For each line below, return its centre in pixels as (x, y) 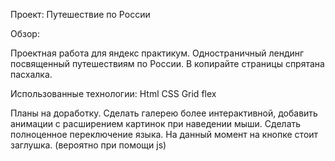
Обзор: (25, 33)
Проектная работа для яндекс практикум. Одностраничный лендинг (157, 53)
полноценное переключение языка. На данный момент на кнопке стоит (164, 134)
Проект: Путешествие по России (80, 14)
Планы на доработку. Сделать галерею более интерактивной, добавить (164, 113)
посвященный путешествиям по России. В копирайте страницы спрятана (167, 63)
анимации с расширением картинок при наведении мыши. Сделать (156, 123)
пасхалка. (31, 74)
